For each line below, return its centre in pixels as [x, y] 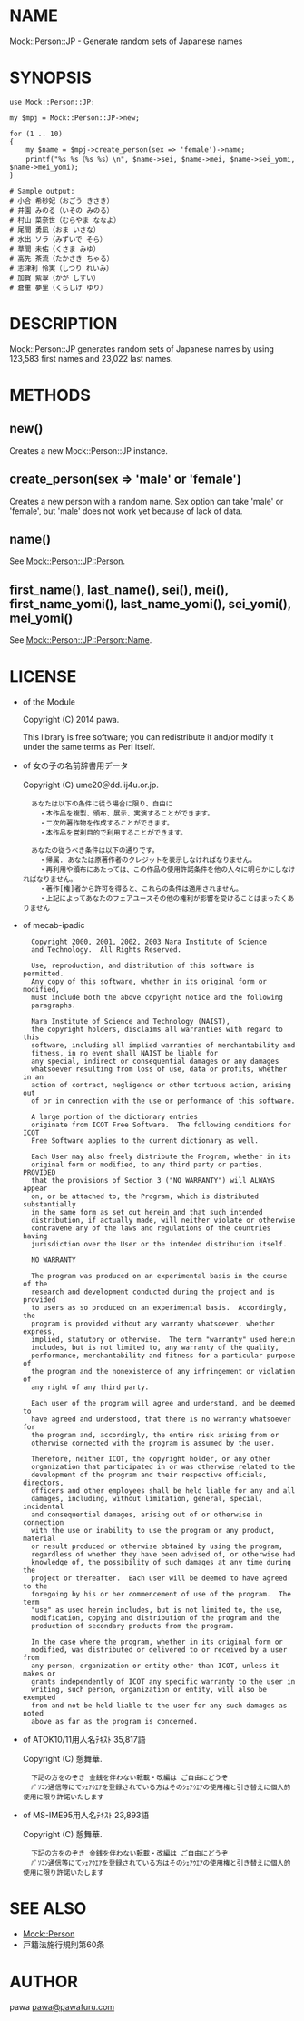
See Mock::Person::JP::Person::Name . [81, 640]
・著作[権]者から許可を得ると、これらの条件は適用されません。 [141, 889]
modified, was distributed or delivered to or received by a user [159, 1650]
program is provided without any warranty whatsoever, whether [153, 1324]
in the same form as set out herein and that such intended [147, 1213]
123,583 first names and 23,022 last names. [91, 358]
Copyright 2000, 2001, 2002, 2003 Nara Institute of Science [149, 942]
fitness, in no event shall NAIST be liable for [125, 1054]
